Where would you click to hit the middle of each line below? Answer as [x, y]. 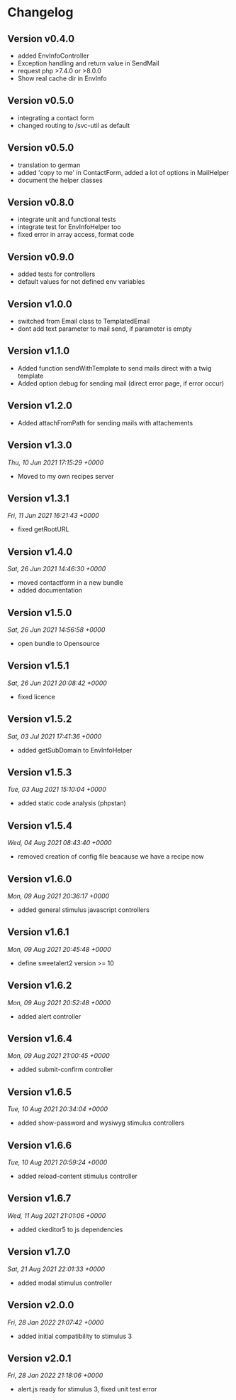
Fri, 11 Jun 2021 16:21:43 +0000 [53, 516]
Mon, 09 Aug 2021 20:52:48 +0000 [59, 1002]
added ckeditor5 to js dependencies [70, 1229]
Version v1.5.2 [40, 719]
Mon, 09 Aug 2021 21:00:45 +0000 [58, 1056]
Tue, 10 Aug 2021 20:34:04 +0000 [58, 1109]
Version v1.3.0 [40, 445]
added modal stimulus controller [64, 1283]
